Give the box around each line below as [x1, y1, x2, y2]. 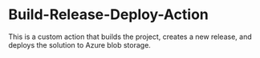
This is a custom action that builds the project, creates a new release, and [8, 32, 253, 41]
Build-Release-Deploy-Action [8, 6, 209, 24]
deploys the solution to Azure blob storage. [8, 40, 151, 49]
